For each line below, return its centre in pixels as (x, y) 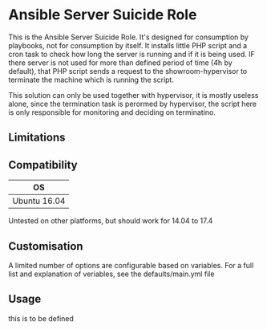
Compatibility (43, 165)
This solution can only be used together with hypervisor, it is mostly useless (133, 95)
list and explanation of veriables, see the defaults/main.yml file (111, 274)
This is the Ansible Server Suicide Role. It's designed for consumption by (128, 37)
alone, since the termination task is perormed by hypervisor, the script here (132, 104)
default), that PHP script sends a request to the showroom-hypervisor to (128, 71)
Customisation (46, 246)
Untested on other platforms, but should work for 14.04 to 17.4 (111, 221)
